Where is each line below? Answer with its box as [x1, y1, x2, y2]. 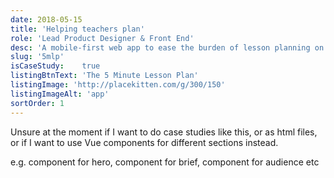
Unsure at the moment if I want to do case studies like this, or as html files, [10, 126, 318, 138]
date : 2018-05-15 [10, 14, 83, 25]
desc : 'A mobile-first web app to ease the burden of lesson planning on [10, 42, 325, 53]
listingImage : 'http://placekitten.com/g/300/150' [10, 80, 226, 90]
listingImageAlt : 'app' [10, 89, 110, 99]
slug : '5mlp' [10, 52, 65, 62]
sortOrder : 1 [10, 98, 65, 108]
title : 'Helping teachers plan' [10, 24, 145, 34]
